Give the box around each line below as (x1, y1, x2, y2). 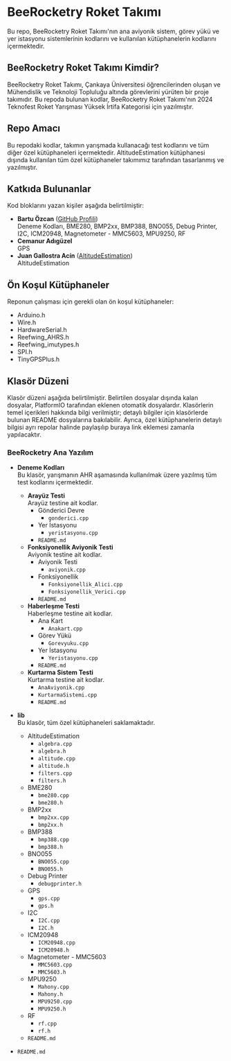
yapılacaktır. (7, 430, 41, 439)
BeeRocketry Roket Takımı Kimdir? (7, 62, 160, 73)
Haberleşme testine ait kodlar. (27, 609, 113, 617)
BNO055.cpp (37, 859, 69, 866)
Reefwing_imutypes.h (17, 340, 80, 349)
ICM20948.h (37, 947, 69, 954)
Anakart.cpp (48, 625, 83, 633)
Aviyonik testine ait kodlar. (27, 550, 102, 559)
